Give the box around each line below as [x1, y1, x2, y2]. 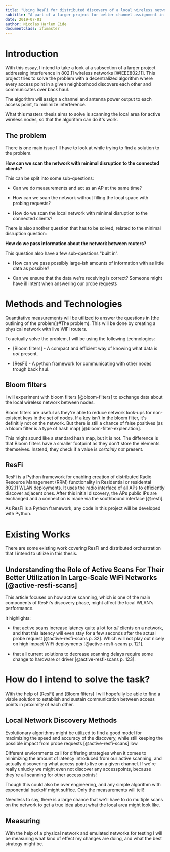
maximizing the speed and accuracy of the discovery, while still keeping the [5, 735, 163, 741]
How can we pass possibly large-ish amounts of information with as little [12, 260, 164, 266]
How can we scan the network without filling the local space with [12, 194, 148, 200]
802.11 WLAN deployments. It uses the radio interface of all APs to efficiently [5, 484, 165, 491]
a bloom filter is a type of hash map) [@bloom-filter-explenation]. [5, 425, 142, 431]
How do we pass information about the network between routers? [5, 240, 147, 246]
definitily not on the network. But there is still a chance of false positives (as [5, 420, 163, 426]
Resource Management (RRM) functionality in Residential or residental [5, 479, 152, 485]
